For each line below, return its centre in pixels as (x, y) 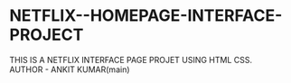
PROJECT (47, 35)
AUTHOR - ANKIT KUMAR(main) (70, 69)
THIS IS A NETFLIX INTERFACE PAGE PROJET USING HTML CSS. (131, 60)
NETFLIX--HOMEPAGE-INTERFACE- (146, 16)
